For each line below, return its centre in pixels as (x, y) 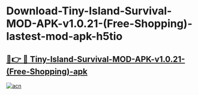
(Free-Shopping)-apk (47, 71)
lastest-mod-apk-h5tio (64, 36)
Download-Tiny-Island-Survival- (89, 11)
